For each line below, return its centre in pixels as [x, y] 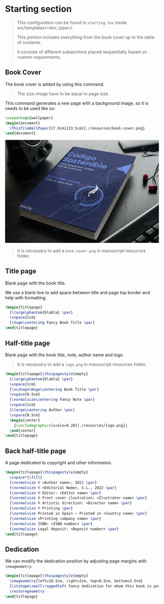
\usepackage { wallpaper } [29, 118]
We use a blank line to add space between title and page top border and [78, 292]
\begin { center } [25, 420]
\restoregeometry [27, 591]
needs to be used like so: [30, 108]
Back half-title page [36, 451]
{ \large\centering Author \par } [42, 410]
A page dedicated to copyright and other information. [59, 463]
